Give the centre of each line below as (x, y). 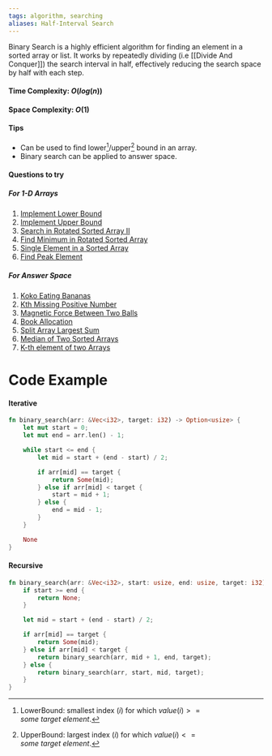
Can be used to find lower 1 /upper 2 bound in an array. (108, 147)
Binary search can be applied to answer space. (98, 156)
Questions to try (36, 174)
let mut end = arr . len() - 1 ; (74, 436)
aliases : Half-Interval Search (61, 24)
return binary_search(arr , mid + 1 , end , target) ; (125, 657)
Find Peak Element (51, 257)
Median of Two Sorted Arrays (69, 339)
